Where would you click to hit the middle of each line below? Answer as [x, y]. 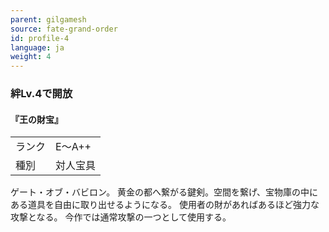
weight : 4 [31, 57]
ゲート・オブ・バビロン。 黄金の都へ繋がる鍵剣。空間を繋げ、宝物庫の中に [164, 192]
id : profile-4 [40, 38]
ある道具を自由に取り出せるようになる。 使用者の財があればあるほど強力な [165, 205]
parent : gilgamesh [48, 19]
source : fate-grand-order [64, 29]
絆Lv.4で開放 [41, 94]
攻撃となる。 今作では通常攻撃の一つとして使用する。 [121, 217]
